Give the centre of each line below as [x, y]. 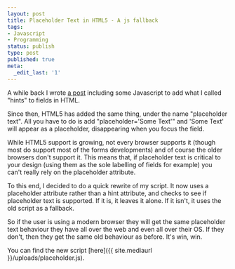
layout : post [26, 14]
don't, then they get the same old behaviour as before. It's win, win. [105, 237]
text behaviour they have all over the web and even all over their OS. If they [116, 229]
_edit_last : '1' [37, 72]
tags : [15, 27]
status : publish [31, 46]
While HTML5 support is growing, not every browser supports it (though [112, 142]
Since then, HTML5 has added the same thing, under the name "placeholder [117, 114]
